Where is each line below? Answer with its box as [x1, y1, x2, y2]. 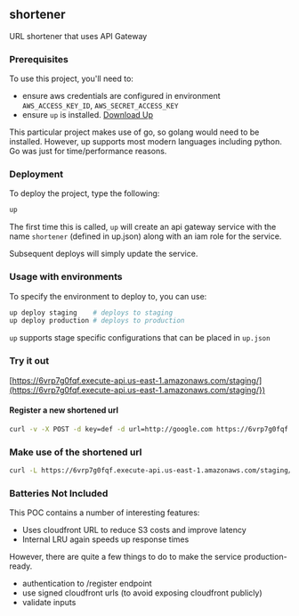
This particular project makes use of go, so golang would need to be [9, 127, 260, 137]
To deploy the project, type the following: [9, 188, 160, 199]
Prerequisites [9, 53, 69, 65]
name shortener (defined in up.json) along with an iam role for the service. [9, 231, 282, 242]
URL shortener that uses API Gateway [9, 30, 148, 41]
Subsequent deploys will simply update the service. [9, 249, 198, 259]
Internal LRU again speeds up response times [21, 534, 190, 545]
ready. [9, 561, 33, 571]
